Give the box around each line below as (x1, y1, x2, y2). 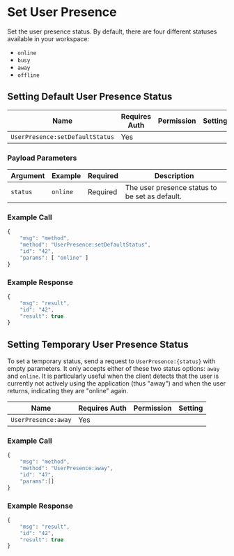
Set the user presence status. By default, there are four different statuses (7, 27, 217, 36)
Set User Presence (7, 4, 117, 20)
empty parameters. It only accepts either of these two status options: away (7, 365, 220, 373)
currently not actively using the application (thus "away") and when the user (7, 379, 226, 388)
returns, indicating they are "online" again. (7, 387, 129, 395)
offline (17, 71, 40, 79)
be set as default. (125, 191, 182, 201)
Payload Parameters (7, 153, 77, 163)
